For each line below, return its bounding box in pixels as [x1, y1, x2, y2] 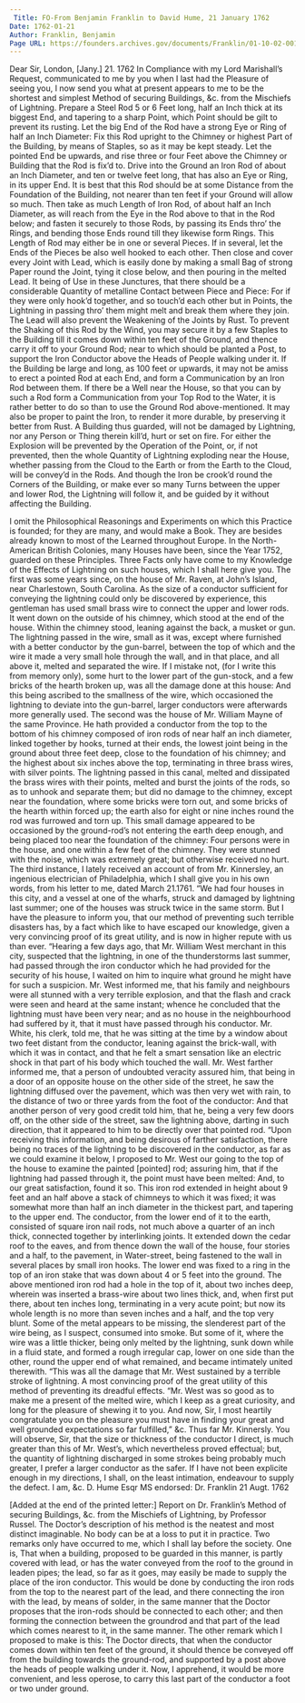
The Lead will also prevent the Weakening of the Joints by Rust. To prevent [9, 315, 290, 326]
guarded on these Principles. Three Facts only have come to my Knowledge [9, 555, 293, 566]
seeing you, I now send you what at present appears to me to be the [9, 83, 265, 94]
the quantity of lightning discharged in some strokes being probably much [9, 1453, 286, 1464]
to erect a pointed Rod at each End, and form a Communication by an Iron [9, 373, 285, 384]
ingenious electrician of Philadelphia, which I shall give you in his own [9, 874, 270, 885]
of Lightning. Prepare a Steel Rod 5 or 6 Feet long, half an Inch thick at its [9, 102, 283, 114]
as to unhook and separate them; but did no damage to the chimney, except [9, 786, 293, 797]
